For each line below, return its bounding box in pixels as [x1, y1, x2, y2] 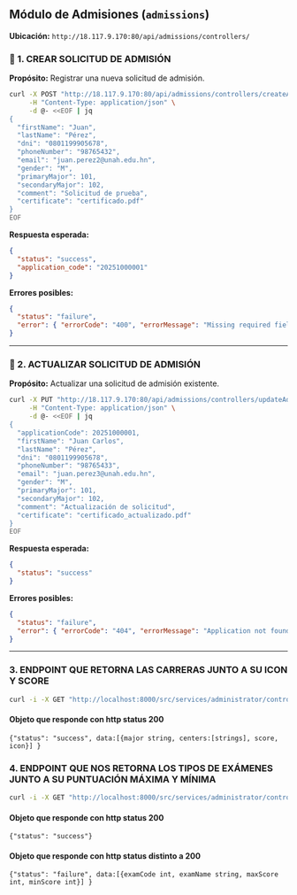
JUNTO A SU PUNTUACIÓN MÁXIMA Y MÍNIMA [9, 773, 217, 785]
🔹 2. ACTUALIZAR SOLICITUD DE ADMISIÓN [9, 359, 202, 371]
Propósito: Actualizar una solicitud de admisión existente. [9, 378, 219, 389]
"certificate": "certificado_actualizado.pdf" [17, 511, 192, 520]
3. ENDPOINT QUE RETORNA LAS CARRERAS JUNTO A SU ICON [9, 664, 288, 676]
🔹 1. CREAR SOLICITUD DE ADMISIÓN [9, 52, 171, 65]
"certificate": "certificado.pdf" [17, 197, 144, 206]
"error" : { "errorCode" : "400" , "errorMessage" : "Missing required [17, 320, 271, 330]
